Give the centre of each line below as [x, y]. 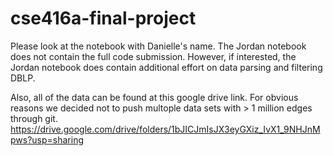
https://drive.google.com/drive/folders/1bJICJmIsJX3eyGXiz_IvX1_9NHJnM [165, 129]
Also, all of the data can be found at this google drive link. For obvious [154, 97]
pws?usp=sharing [47, 139]
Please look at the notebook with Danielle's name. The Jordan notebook [158, 46]
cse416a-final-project [103, 18]
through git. [34, 118]
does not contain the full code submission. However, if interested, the [153, 56]
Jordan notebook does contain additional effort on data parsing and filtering [166, 67]
